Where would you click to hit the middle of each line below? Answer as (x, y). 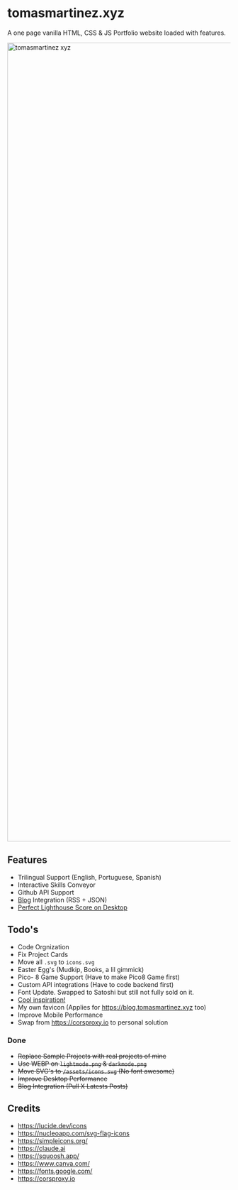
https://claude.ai (41, 1148)
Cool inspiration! (41, 1000)
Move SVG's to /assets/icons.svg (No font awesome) (96, 1071)
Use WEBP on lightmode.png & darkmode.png (82, 1064)
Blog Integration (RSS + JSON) (62, 900)
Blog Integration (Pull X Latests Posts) (73, 1086)
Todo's (23, 930)
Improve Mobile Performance (60, 1015)
